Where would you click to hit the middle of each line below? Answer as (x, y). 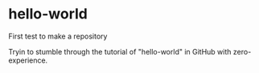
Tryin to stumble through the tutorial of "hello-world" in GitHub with (120, 51)
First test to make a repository (58, 36)
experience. (28, 60)
